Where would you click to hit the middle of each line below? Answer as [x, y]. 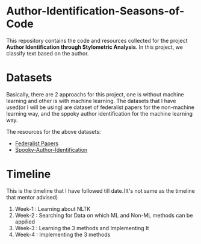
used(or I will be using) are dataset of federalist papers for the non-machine [100, 107]
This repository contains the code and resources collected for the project [97, 40]
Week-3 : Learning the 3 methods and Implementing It [82, 228]
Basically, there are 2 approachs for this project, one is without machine [95, 94]
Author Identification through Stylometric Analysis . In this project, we [95, 47]
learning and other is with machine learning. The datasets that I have [91, 101]
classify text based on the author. [48, 53]
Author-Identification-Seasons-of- [95, 11]
